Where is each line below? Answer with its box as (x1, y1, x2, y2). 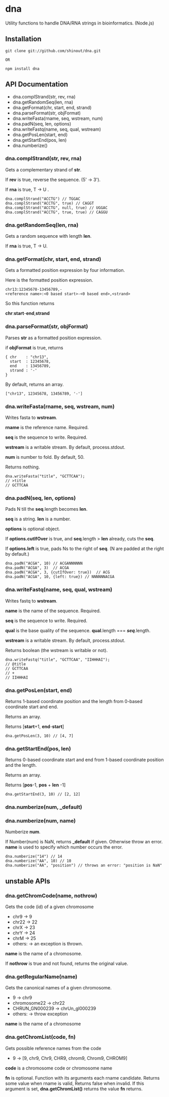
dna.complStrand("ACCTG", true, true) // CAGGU (5, 210, 108, 215)
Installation (5, 35, 42, 43)
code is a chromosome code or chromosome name (5, 1065, 113, 1071)
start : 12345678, (10, 359, 51, 364)
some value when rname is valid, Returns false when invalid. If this (5, 1080, 145, 1086)
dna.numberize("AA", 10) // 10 (5, 858, 72, 864)
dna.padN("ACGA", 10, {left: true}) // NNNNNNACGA (5, 575, 115, 580)
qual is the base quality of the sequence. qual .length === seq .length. (5, 627, 151, 633)
